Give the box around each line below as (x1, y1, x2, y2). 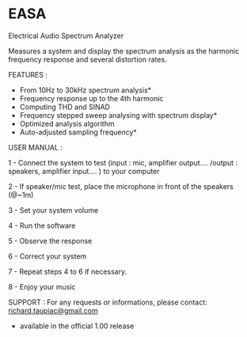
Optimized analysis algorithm (19, 119, 115, 128)
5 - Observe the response (8, 236, 93, 245)
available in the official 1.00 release (19, 321, 135, 331)
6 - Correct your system (8, 251, 87, 261)
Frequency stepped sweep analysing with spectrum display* (19, 110, 218, 119)
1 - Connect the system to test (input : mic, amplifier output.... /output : (8, 157, 238, 167)
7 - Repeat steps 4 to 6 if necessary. (8, 267, 127, 276)
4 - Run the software (8, 221, 76, 230)
